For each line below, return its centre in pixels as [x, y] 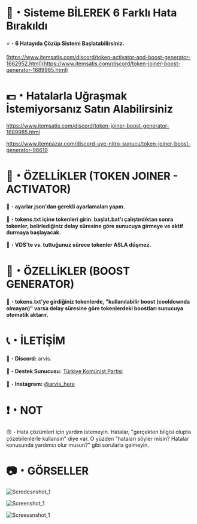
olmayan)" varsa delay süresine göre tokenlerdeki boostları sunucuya [95, 308]
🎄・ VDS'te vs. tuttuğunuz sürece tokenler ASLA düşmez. [79, 244]
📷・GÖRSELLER [47, 471]
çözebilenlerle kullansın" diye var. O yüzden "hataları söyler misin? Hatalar [98, 438]
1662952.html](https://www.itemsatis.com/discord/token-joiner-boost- [93, 63]
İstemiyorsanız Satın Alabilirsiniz [90, 109]
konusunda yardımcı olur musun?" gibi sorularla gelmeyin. [78, 445]
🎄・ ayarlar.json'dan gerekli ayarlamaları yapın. [66, 206]
